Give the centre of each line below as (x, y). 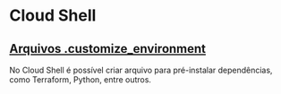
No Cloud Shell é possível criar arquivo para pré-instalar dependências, (141, 70)
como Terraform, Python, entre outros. (81, 80)
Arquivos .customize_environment (108, 49)
